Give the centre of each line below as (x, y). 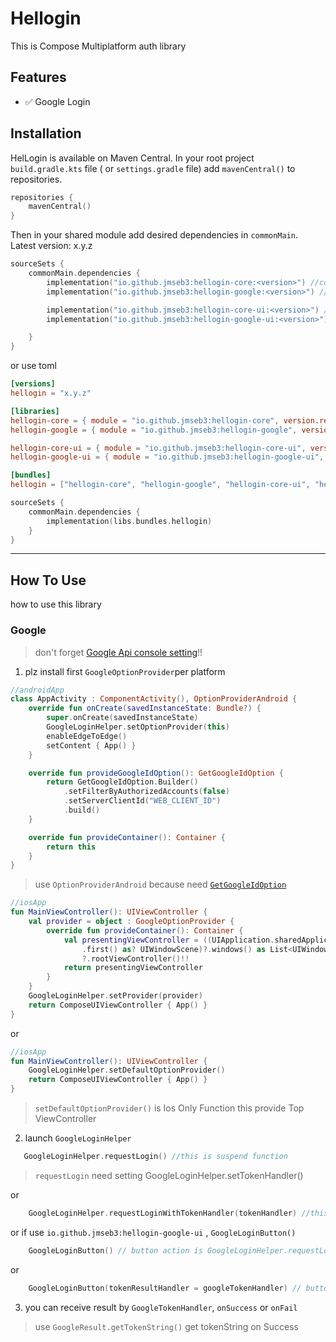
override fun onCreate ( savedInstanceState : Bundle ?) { (145, 708)
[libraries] (35, 411)
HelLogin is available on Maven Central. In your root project (132, 158)
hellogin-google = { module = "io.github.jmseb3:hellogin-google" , (154, 430)
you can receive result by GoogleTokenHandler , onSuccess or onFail (161, 1307)
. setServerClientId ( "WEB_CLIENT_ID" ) (142, 801)
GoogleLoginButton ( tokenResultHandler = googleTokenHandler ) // (165, 1288)
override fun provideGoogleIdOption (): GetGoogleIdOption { (156, 773)
